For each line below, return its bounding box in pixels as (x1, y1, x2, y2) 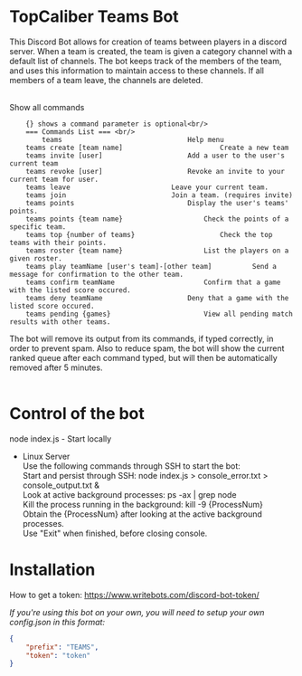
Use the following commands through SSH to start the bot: (22, 460, 241, 471)
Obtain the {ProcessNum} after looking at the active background (22, 509, 262, 519)
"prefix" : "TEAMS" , (25, 643, 99, 652)
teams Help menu (42, 135, 224, 144)
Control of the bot (9, 404, 145, 424)
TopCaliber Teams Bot (9, 6, 179, 27)
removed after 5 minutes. (9, 362, 103, 373)
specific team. (9, 222, 67, 232)
